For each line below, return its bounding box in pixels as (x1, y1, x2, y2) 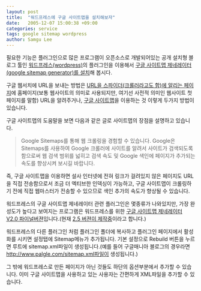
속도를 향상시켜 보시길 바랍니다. (20, 160, 95, 167)
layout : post (6, 8, 39, 15)
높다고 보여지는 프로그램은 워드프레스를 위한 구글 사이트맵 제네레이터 (22, 208, 183, 215)
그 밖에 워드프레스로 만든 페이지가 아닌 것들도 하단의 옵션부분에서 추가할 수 (6, 263, 181, 270)
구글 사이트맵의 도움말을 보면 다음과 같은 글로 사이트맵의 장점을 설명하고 (6, 117, 175, 124)
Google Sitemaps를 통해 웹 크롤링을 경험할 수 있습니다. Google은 (20, 137, 176, 144)
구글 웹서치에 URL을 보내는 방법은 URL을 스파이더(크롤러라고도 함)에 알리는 (6, 82, 183, 89)
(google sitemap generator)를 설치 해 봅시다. (6, 69, 113, 76)
